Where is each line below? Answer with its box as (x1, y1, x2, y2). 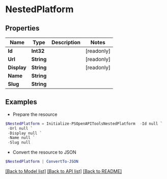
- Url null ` (7, 126, 33, 131)
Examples (5, 98, 37, 106)
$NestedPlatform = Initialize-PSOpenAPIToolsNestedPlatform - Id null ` (5, 121, 163, 126)
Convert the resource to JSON (12, 149, 76, 156)
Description (51, 39, 80, 46)
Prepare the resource (12, 111, 58, 117)
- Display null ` (7, 131, 42, 136)
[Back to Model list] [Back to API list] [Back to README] (5, 168, 122, 174)
